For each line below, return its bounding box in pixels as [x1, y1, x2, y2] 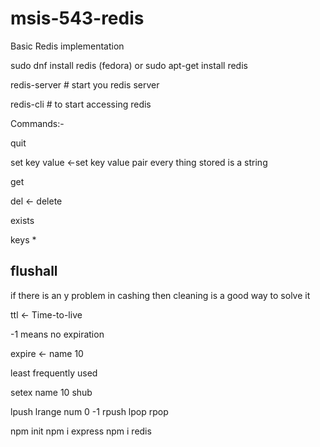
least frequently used [10, 367, 98, 379]
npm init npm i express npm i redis [10, 425, 152, 437]
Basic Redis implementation [10, 40, 125, 52]
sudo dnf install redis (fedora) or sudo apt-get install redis [10, 59, 248, 71]
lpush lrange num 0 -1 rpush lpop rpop [10, 405, 169, 417]
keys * [10, 233, 37, 246]
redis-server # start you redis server [10, 78, 160, 91]
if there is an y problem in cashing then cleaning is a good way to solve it [10, 289, 311, 301]
